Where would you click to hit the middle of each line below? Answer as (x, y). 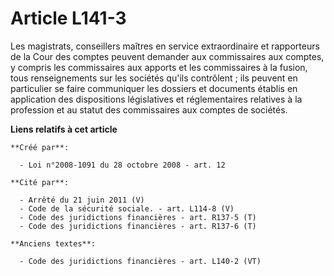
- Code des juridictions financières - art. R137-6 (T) (138, 226)
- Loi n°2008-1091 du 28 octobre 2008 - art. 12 (122, 165)
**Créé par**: (40, 147)
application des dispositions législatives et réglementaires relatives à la (156, 99)
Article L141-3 (68, 18)
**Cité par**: (40, 182)
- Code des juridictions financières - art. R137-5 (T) (138, 217)
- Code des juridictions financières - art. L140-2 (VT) (140, 261)
